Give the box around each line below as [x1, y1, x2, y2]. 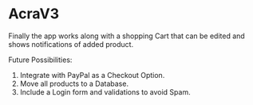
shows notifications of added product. [8, 39, 134, 49]
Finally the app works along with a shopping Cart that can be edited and [8, 31, 245, 41]
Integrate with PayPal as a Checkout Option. [19, 70, 165, 80]
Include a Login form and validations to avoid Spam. [19, 87, 191, 96]
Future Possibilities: [8, 55, 73, 64]
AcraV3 [8, 5, 60, 23]
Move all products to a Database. [19, 79, 129, 88]
